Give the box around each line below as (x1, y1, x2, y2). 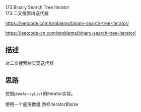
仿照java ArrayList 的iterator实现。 (5, 90, 76, 96)
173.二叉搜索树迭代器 (5, 10, 49, 16)
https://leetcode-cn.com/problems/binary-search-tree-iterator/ (5, 30, 136, 36)
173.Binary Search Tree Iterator (5, 5, 69, 10)
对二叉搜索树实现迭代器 (5, 60, 54, 66)
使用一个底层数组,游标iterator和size (5, 101, 79, 107)
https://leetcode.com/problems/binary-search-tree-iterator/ (5, 20, 129, 26)
